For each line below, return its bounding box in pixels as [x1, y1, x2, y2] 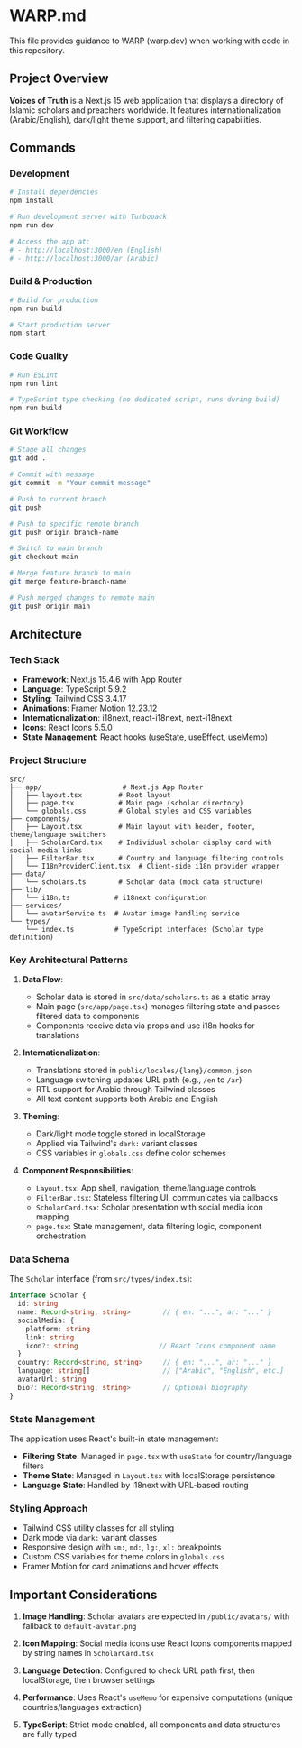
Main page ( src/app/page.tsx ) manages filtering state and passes [35, 1000, 281, 1011]
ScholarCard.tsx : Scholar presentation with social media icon [35, 1201, 263, 1212]
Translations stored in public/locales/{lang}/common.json [35, 1064, 252, 1075]
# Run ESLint [9, 371, 59, 380]
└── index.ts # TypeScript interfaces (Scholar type [25, 925, 264, 934]
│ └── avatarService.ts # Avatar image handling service [9, 908, 241, 918]
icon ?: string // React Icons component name [25, 1341, 277, 1350]
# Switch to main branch [9, 544, 103, 553]
